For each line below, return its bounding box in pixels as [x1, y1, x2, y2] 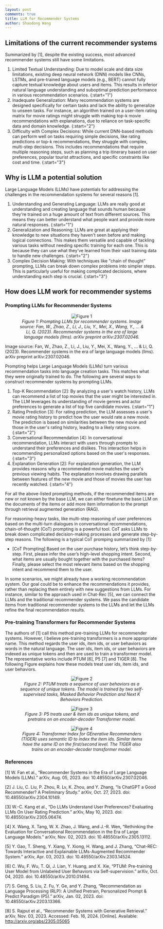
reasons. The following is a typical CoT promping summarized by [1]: [15, 536, 152, 542]
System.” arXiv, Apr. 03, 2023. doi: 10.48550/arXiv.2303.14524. [5, 854, 131, 860]
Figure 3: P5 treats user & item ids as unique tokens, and [25, 711, 139, 717]
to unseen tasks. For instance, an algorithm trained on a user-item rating [12, 108, 157, 113]
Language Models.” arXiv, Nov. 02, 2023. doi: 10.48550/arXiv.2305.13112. [5, 834, 152, 840]
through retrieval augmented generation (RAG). [5, 506, 100, 512]
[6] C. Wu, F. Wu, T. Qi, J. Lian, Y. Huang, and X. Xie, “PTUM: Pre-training [5, 863, 152, 869]
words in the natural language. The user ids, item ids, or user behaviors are [5, 646, 156, 651]
